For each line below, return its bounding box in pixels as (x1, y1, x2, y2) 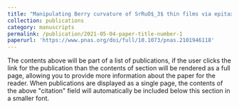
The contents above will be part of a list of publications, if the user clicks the (7, 56, 231, 65)
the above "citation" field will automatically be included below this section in (7, 87, 230, 95)
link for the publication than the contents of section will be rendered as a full (7, 64, 230, 72)
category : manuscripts (7, 23, 75, 31)
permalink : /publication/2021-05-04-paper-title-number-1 (7, 30, 183, 38)
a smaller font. (7, 94, 50, 103)
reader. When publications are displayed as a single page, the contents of (7, 79, 223, 87)
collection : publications (7, 17, 84, 24)
